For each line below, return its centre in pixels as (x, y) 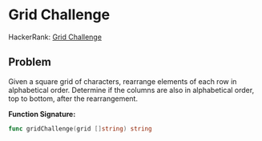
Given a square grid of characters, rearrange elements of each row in (123, 81)
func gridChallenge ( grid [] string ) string (80, 129)
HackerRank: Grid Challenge (55, 37)
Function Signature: (42, 114)
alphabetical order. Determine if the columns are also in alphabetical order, (131, 90)
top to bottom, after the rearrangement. (73, 99)
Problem (30, 62)
